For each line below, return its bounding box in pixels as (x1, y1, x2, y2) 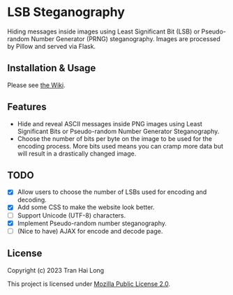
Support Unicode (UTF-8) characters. (17, 211, 126, 220)
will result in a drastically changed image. (17, 149, 137, 158)
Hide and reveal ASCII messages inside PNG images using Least (17, 119, 202, 128)
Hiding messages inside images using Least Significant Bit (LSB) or (7, 27, 200, 36)
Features (7, 101, 47, 113)
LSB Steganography (7, 4, 126, 20)
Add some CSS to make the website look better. (17, 203, 155, 211)
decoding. (17, 196, 47, 204)
